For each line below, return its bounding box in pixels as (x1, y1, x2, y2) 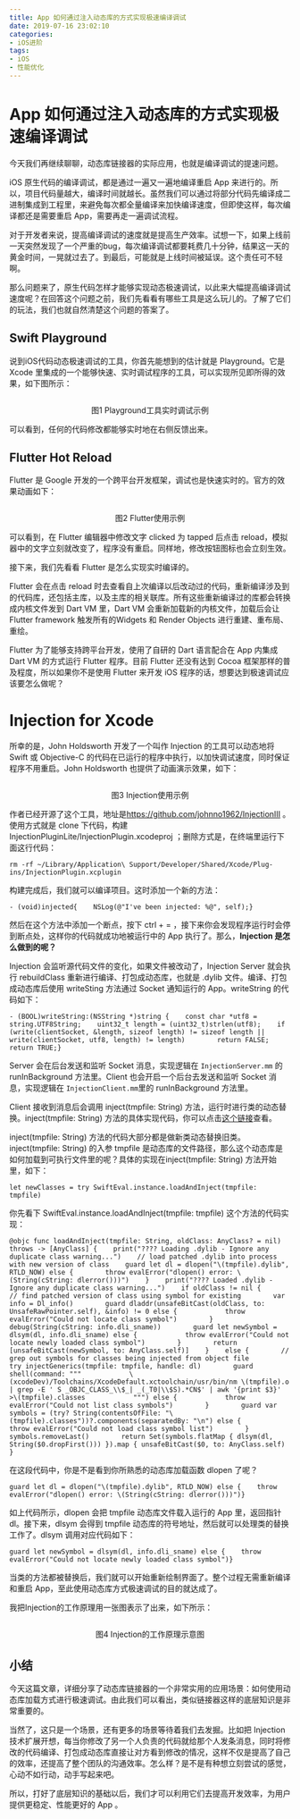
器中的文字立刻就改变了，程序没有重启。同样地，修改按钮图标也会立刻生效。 (9, 543, 291, 554)
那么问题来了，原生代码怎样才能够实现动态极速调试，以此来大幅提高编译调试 (9, 282, 291, 292)
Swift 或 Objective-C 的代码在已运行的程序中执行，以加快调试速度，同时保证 (9, 752, 290, 762)
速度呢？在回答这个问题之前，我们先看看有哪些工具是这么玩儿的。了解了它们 (9, 292, 291, 304)
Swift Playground (9, 331, 107, 346)
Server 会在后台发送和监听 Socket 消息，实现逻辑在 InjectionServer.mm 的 (9, 1060, 283, 1071)
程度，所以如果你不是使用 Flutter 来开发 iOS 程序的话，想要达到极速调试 (16, 667, 282, 678)
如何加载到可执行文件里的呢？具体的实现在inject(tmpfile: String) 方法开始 (9, 1154, 277, 1165)
